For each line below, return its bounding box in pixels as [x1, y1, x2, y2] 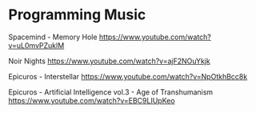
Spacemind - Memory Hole [8, 32, 98, 42]
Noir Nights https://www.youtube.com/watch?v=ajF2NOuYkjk [8, 56, 210, 66]
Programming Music [8, 6, 146, 24]
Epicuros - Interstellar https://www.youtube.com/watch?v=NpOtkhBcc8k [8, 71, 248, 81]
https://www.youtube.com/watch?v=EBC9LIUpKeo [8, 95, 175, 105]
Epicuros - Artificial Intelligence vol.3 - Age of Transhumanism [8, 87, 214, 97]
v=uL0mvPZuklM [8, 40, 65, 50]
